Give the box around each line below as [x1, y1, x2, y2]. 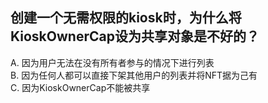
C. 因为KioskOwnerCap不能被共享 [10, 81, 151, 93]
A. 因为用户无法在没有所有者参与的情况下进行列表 [10, 56, 215, 68]
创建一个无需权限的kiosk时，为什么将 [10, 9, 242, 27]
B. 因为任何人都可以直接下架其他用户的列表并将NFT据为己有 [10, 69, 258, 81]
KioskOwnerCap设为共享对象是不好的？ [10, 28, 260, 45]
